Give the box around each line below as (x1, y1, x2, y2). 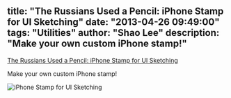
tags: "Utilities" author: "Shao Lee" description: (7, 27, 220, 39)
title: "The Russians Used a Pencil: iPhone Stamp (7, 6, 224, 17)
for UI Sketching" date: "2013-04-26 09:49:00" (7, 17, 220, 28)
